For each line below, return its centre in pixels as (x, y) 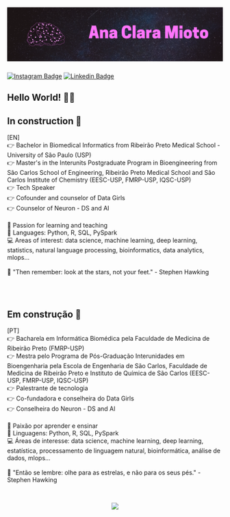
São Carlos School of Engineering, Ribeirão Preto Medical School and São (111, 173)
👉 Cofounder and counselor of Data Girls (66, 198)
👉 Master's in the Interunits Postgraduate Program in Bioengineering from (112, 163)
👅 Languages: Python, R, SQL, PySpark (62, 232)
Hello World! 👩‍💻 (41, 98)
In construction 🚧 (44, 121)
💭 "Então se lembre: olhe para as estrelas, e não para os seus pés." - (104, 472)
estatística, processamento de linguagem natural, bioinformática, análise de (114, 450)
